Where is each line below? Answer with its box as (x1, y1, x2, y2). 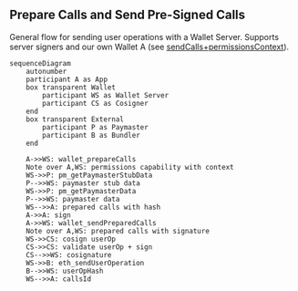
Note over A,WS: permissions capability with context (26, 162, 234, 171)
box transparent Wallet (26, 82, 117, 92)
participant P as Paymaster (42, 122, 149, 131)
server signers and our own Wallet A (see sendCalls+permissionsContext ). (9, 41, 290, 52)
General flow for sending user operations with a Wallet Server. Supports (9, 31, 280, 42)
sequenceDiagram (9, 58, 71, 68)
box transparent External (26, 114, 125, 124)
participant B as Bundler (42, 130, 141, 140)
